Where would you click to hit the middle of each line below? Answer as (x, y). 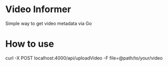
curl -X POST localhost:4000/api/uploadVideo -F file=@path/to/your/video (84, 58)
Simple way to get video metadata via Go (49, 23)
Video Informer (38, 9)
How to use (30, 44)
